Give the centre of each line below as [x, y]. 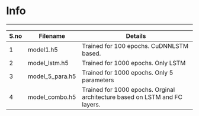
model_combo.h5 [52, 97]
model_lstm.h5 [48, 63]
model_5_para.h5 [52, 76]
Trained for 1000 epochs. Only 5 [128, 72]
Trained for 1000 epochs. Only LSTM [134, 63]
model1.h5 [43, 50]
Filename [52, 36]
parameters [98, 80]
